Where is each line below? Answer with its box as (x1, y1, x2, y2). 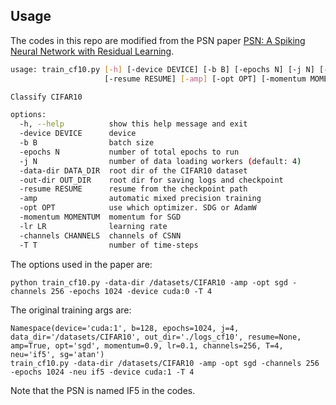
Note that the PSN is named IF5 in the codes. (10, 384, 196, 396)
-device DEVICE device (19, 129, 137, 139)
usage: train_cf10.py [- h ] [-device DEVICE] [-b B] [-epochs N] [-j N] (10, 64, 315, 74)
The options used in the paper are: (10, 258, 153, 270)
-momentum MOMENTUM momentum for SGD (19, 212, 182, 223)
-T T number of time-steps (19, 240, 199, 250)
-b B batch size (19, 138, 155, 148)
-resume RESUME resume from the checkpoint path (19, 184, 248, 194)
